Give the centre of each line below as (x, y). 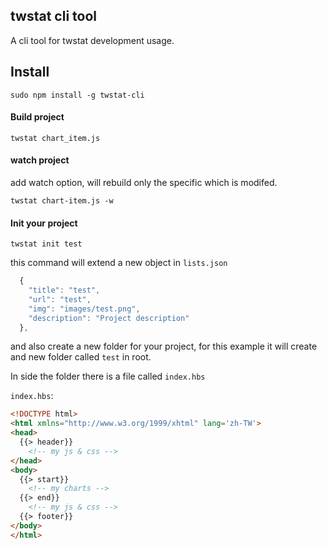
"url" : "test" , (60, 299)
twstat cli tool (54, 16)
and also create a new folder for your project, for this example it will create (164, 346)
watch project (40, 160)
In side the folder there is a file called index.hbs (108, 376)
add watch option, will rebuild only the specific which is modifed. (144, 183)
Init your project (44, 223)
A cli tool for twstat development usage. (92, 40)
